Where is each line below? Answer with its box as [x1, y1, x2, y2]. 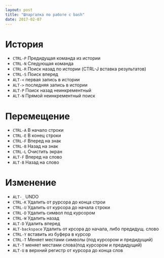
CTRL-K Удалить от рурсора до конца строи [12, 199, 106, 205]
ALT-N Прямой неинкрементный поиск [12, 93, 96, 99]
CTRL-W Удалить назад [12, 215, 60, 221]
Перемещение [5, 111, 70, 122]
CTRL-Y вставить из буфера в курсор [12, 231, 91, 237]
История [5, 38, 44, 50]
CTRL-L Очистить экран [12, 148, 62, 154]
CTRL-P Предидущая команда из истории [12, 55, 101, 61]
